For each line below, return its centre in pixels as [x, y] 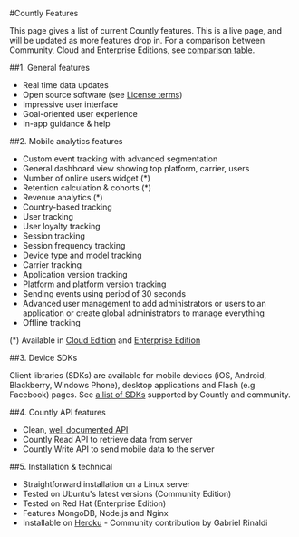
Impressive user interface [70, 104]
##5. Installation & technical [61, 467]
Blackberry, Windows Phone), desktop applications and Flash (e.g [132, 385]
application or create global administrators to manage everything [144, 313]
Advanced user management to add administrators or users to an [144, 303]
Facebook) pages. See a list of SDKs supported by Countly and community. [150, 395]
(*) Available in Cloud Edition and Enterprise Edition [105, 340]
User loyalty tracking [62, 226]
